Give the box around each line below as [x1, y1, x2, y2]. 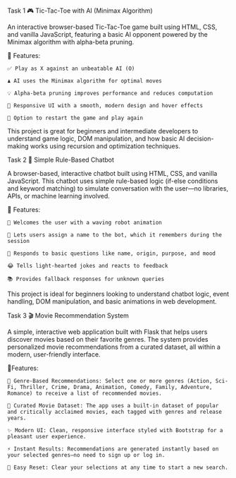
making [7, 142, 30, 150]
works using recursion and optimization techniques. [30, 142, 181, 150]
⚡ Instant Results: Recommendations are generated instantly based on [7, 446, 219, 453]
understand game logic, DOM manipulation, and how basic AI [7, 134, 185, 143]
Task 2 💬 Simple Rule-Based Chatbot [7, 155, 115, 164]
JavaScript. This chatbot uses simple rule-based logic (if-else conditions [7, 177, 218, 185]
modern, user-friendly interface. [7, 350, 101, 359]
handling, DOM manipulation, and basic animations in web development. [7, 297, 217, 306]
